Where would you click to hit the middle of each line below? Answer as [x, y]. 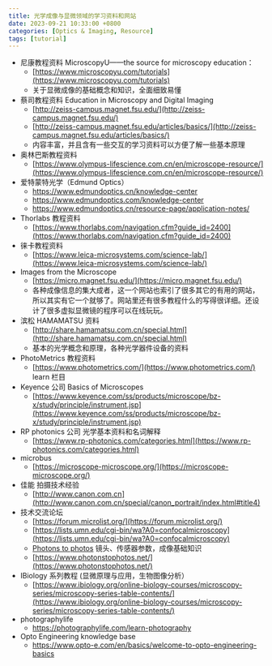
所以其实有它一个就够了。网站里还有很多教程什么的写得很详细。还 [142, 300]
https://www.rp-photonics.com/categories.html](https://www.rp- [143, 441]
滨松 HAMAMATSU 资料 [59, 320]
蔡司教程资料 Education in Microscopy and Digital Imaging [117, 100]
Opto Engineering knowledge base [78, 637]
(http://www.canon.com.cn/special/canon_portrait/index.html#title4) [146, 503]
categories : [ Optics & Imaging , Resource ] [81, 31]
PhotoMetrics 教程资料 [57, 359]
